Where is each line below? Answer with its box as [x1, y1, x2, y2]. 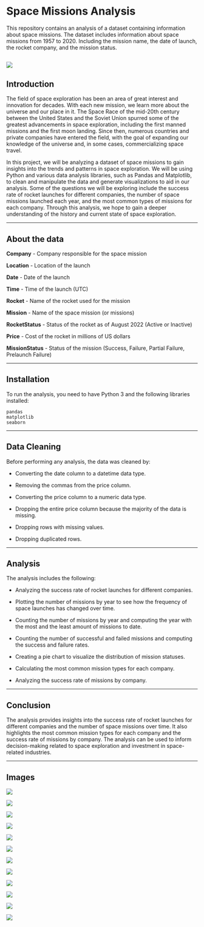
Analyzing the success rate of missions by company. [15, 677, 148, 684]
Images [6, 772, 35, 783]
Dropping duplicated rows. [15, 535, 82, 542]
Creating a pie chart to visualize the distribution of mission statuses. [15, 653, 185, 661]
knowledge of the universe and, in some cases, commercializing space [6, 140, 184, 147]
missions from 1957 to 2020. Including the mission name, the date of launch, [6, 37, 197, 44]
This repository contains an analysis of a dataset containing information [6, 24, 186, 32]
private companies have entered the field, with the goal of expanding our [6, 134, 189, 141]
